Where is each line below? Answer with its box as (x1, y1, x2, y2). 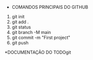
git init (11, 14, 25, 19)
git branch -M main (11, 30, 51, 35)
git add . (11, 19, 29, 25)
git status (11, 24, 31, 30)
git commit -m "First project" (11, 34, 70, 40)
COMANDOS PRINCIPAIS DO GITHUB (11, 4, 89, 10)
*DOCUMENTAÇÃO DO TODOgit (4, 49, 71, 55)
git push (11, 40, 29, 46)
